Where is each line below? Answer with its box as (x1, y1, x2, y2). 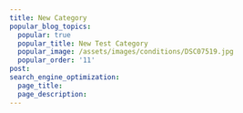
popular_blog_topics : (9, 22, 92, 31)
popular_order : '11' (17, 56, 96, 65)
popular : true (17, 30, 71, 39)
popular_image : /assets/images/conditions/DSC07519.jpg (17, 47, 234, 56)
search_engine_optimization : (9, 73, 120, 82)
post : (9, 65, 30, 74)
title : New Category (9, 13, 88, 23)
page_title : (17, 81, 64, 90)
